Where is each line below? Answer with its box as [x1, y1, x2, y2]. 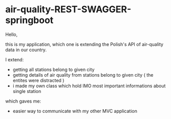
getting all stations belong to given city [12, 66, 95, 73]
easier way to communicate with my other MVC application [12, 108, 137, 114]
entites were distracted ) [12, 77, 65, 83]
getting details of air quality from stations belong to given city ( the [12, 72, 154, 78]
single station [12, 88, 41, 94]
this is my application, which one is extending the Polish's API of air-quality [5, 41, 164, 47]
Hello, [5, 31, 18, 37]
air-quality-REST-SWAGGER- [5, 4, 132, 15]
